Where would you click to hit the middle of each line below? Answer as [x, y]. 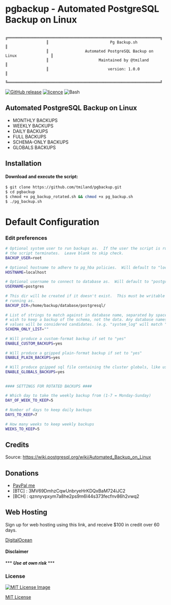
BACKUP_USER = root [24, 258]
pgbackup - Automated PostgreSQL [82, 9]
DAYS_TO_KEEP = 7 [21, 415]
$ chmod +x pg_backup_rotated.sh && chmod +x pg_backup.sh [69, 197]
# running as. [20, 301]
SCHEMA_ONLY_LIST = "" [27, 329]
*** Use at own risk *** [30, 563]
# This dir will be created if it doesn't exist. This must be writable [85, 296]
